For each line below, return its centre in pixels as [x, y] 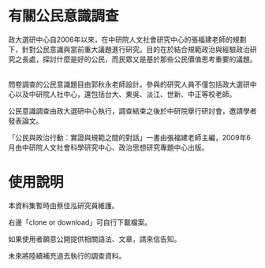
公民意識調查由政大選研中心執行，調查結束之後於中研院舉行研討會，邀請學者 [132, 110]
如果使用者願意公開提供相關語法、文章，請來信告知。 [95, 239]
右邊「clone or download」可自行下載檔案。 [80, 222]
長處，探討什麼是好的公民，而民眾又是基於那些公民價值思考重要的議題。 [139, 59]
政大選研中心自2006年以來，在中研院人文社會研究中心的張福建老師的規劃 [127, 39]
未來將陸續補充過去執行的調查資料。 [67, 255]
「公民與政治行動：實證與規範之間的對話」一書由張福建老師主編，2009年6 [129, 137]
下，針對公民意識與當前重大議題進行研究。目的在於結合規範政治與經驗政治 [129, 49]
